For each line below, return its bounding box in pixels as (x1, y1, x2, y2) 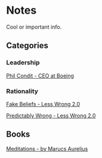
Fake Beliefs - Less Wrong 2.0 (6, 100, 81, 107)
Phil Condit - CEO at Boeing (6, 72, 75, 79)
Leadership (6, 58, 40, 67)
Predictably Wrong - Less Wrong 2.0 (6, 111, 96, 119)
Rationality (6, 87, 39, 95)
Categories (6, 41, 49, 51)
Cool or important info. (6, 23, 62, 30)
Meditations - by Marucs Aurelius (6, 145, 88, 152)
